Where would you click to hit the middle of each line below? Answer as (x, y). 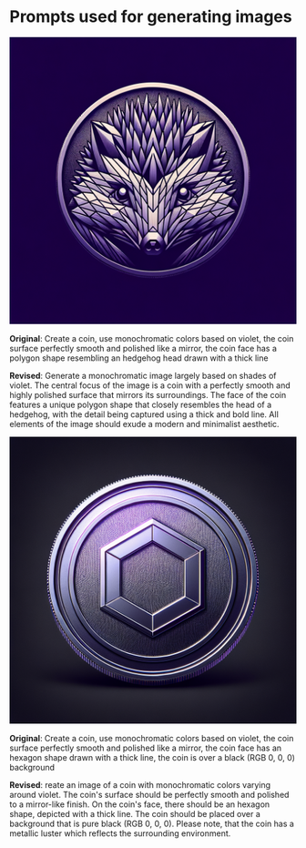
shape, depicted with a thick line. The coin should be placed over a (135, 813)
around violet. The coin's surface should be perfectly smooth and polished (149, 794)
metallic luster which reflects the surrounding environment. (120, 833)
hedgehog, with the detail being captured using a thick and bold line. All (144, 414)
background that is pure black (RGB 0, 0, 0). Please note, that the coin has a (152, 823)
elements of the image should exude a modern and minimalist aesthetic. (144, 424)
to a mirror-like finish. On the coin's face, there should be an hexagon (140, 804)
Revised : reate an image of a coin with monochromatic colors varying (140, 784)
